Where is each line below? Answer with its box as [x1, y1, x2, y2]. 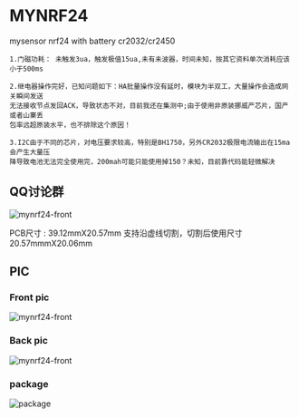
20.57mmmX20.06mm [9, 238, 93, 248]
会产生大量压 [9, 147, 51, 157]
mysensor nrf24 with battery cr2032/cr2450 [9, 35, 176, 46]
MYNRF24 [9, 5, 89, 26]
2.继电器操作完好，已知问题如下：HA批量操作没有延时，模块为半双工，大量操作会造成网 [9, 82, 289, 91]
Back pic [9, 335, 48, 347]
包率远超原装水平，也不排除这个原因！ [9, 120, 131, 130]
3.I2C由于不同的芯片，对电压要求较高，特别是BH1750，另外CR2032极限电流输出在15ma [9, 138, 291, 147]
